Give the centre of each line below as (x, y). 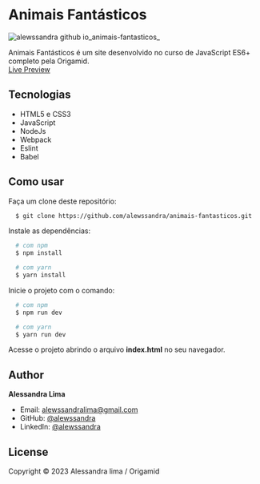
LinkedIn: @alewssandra (60, 427)
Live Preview (29, 69)
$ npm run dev (39, 313)
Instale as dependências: (50, 231)
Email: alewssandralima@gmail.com (79, 409)
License (28, 452)
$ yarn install (41, 275)
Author (26, 375)
